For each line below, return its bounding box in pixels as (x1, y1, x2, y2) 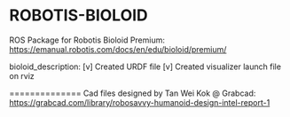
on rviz (9, 70, 35, 81)
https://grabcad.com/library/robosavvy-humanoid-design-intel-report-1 (9, 97, 270, 107)
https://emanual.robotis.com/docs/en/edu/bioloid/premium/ (9, 43, 227, 54)
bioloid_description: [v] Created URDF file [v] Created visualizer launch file (9, 61, 282, 72)
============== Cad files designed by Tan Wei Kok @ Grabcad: (9, 88, 256, 98)
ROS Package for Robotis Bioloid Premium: (9, 35, 166, 45)
